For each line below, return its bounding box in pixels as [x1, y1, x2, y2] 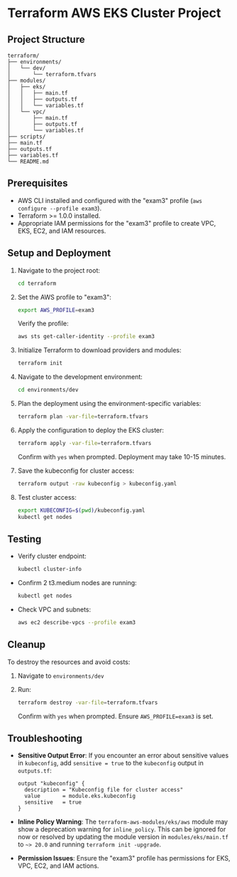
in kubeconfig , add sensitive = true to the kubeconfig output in [17, 759, 204, 767]
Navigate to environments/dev [17, 671, 104, 680]
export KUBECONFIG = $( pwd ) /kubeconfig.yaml [17, 507, 145, 514]
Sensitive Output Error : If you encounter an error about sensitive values [17, 751, 229, 760]
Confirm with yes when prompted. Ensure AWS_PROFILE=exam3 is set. [17, 712, 214, 720]
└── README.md [7, 158, 50, 165]
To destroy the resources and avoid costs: [7, 657, 131, 666]
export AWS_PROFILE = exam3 [17, 306, 94, 314]
